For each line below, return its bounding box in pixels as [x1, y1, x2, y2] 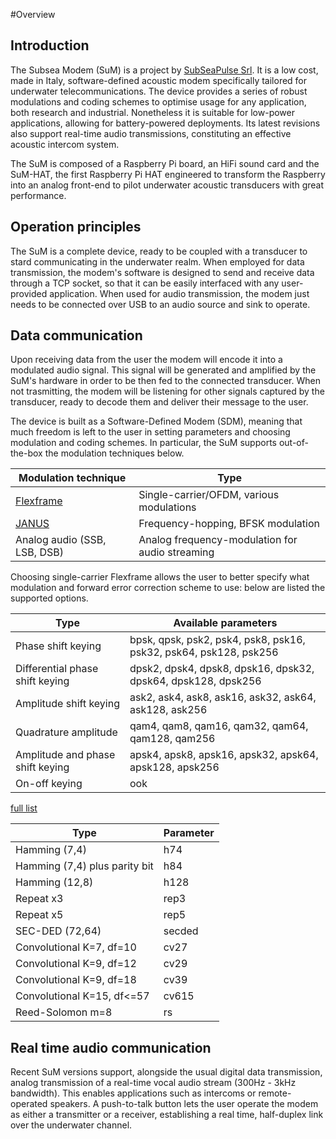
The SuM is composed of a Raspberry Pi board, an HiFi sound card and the [10, 157, 320, 169]
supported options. [10, 592, 89, 604]
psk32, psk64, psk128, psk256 [129, 645, 279, 659]
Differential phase [15, 662, 99, 676]
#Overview [10, 9, 56, 20]
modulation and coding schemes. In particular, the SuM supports [10, 437, 277, 449]
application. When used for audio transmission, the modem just [49, 287, 310, 299]
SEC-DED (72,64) [15, 924, 102, 938]
